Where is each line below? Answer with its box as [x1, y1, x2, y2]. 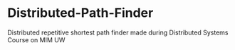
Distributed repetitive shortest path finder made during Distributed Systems [7, 28, 229, 37]
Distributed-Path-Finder [7, 5, 154, 21]
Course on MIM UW [7, 35, 66, 44]
